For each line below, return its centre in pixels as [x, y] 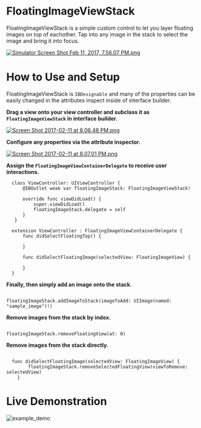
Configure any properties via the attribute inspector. [74, 142]
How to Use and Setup [63, 77]
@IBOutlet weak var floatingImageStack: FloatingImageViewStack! [106, 188]
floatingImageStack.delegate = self [79, 209]
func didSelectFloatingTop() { [62, 236]
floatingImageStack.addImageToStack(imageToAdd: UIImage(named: [89, 301]
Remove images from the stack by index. [58, 317]
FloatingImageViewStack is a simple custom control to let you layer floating [100, 28]
